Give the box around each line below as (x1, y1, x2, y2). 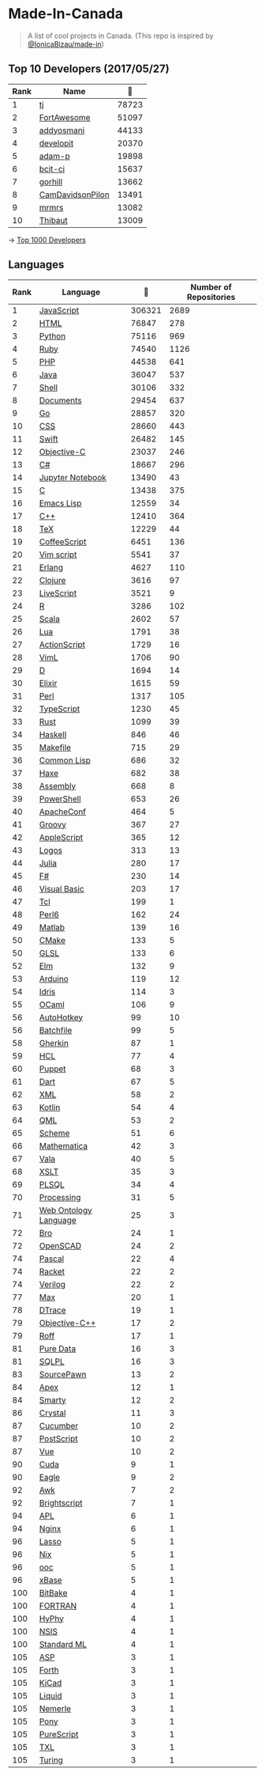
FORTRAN (39, 1600, 77, 1611)
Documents (39, 395, 83, 406)
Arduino (39, 973, 69, 984)
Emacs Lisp (39, 498, 82, 509)
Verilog (39, 1278, 65, 1289)
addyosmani (39, 124, 85, 135)
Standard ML (39, 1638, 88, 1649)
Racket (39, 1266, 65, 1277)
